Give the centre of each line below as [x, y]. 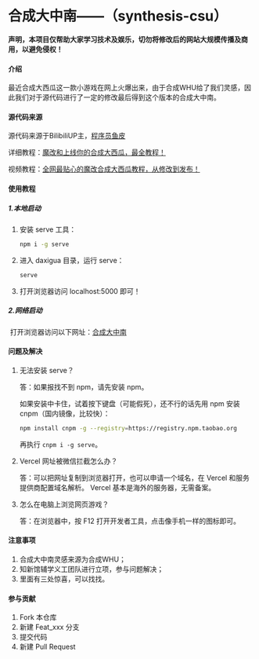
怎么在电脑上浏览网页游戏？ [64, 504]
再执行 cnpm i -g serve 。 [61, 444]
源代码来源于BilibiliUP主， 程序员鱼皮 [67, 136]
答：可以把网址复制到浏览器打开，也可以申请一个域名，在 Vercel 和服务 [135, 478]
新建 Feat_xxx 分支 [49, 627]
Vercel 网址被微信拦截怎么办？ [68, 461]
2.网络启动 [25, 310]
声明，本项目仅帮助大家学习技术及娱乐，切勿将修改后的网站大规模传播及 [124, 39]
